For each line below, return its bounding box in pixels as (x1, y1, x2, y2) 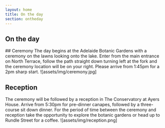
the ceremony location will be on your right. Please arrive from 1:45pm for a (5, 64, 160, 70)
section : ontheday (5, 16, 43, 21)
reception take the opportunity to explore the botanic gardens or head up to (5, 112, 160, 118)
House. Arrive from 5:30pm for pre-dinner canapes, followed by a (5, 102, 140, 107)
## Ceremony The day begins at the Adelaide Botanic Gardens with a (5, 48, 147, 54)
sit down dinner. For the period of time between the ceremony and (20, 107, 157, 113)
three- (141, 102, 154, 107)
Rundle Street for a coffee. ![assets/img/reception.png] (5, 117, 118, 123)
